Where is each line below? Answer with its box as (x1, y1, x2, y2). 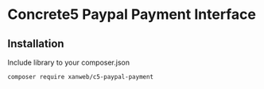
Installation (7, 37, 64, 50)
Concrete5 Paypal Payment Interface (7, 6, 256, 24)
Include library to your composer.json (7, 57, 130, 67)
